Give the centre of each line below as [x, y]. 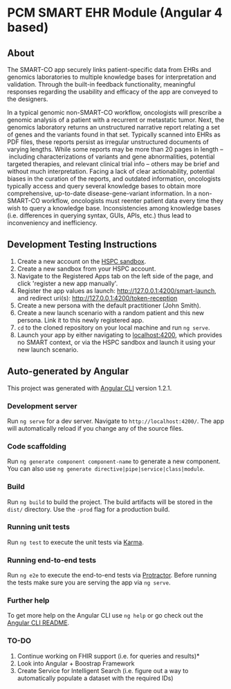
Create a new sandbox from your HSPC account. [86, 269]
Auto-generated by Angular [68, 372]
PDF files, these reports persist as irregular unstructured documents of [108, 142]
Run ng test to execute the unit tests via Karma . [75, 542]
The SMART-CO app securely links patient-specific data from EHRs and [109, 70]
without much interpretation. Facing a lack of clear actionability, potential [111, 171]
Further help [28, 600]
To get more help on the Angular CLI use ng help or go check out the [105, 616]
